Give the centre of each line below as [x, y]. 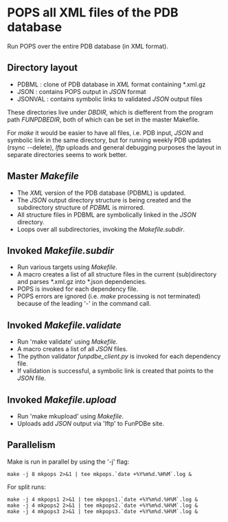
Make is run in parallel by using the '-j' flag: [68, 462]
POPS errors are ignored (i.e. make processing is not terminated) [109, 296]
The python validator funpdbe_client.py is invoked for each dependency [119, 356]
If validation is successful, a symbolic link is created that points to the [115, 371]
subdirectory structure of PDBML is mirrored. [81, 207]
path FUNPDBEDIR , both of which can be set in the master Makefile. [103, 119]
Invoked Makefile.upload [62, 400]
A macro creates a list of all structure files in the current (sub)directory [117, 274]
